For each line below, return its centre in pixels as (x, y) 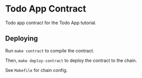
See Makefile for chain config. (36, 70)
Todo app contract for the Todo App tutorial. (51, 23)
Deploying (22, 38)
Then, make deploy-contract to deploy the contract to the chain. (71, 60)
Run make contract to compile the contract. (50, 50)
